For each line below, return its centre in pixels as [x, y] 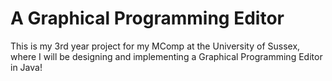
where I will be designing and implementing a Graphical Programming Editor [166, 56]
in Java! [26, 67]
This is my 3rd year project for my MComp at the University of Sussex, [155, 46]
